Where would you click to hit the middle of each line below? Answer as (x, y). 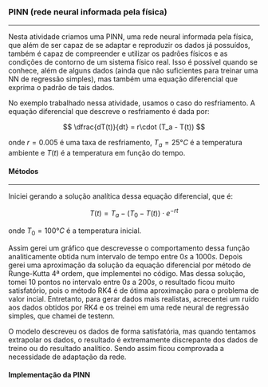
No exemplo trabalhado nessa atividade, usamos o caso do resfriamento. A (132, 103)
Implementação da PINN (49, 375)
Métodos (24, 171)
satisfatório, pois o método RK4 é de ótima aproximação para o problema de (134, 290)
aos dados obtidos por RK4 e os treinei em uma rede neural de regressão (129, 307)
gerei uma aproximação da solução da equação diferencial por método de (130, 265)
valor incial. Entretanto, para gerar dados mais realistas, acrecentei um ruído (134, 298)
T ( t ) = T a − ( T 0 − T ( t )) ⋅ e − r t (134, 213)
